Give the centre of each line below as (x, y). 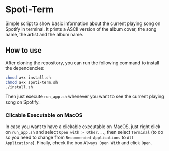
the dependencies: (25, 68)
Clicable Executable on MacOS (44, 115)
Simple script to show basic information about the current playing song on (83, 23)
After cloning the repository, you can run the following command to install (82, 63)
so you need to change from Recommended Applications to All (69, 137)
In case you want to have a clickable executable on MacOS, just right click (83, 127)
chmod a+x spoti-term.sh (32, 82)
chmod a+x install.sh (28, 78)
